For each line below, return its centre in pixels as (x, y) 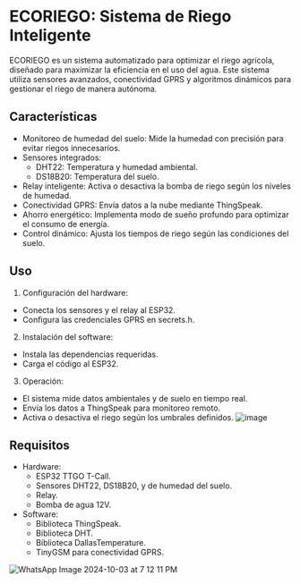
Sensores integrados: (61, 157)
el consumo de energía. (66, 224)
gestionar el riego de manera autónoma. (83, 89)
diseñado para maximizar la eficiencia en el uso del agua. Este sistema (140, 70)
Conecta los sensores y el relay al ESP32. (99, 309)
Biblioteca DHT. (64, 533)
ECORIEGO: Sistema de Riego (120, 17)
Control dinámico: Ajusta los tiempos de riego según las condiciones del (155, 233)
